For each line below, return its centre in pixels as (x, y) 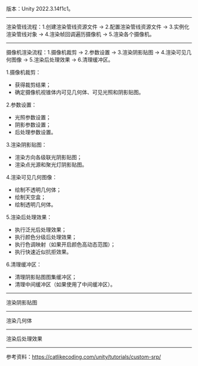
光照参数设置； (33, 117)
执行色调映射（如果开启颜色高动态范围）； (65, 244)
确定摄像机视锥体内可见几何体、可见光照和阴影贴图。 (79, 92)
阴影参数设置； (33, 125)
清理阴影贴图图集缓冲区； (46, 277)
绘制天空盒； (30, 197)
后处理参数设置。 (35, 132)
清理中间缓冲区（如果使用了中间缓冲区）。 (65, 284)
